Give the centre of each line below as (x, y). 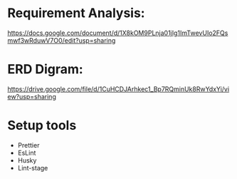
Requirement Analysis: (76, 13)
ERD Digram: (45, 70)
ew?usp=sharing (32, 96)
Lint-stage (33, 168)
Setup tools (42, 126)
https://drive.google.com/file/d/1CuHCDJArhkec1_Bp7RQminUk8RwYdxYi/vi (118, 89)
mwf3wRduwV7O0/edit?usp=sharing (62, 40)
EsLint (27, 153)
